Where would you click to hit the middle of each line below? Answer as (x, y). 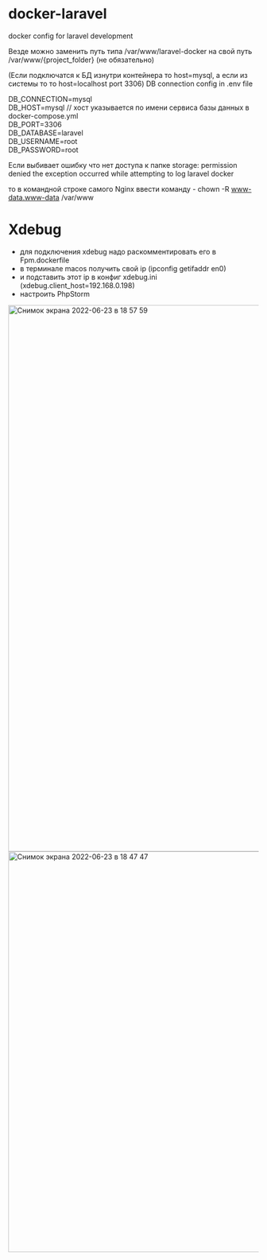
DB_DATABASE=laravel (46, 133)
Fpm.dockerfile (44, 260)
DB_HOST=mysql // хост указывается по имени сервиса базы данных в (129, 107)
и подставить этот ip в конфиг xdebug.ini (88, 277)
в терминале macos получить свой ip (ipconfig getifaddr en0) (123, 268)
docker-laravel (58, 14)
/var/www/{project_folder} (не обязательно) (81, 60)
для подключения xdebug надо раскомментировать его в (118, 251)
